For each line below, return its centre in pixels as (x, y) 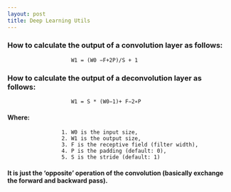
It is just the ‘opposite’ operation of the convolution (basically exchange (116, 173)
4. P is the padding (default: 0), (114, 151)
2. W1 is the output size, (101, 139)
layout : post (27, 14)
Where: (18, 117)
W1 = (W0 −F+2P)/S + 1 (104, 60)
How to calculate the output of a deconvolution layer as (105, 78)
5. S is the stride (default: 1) (111, 157)
